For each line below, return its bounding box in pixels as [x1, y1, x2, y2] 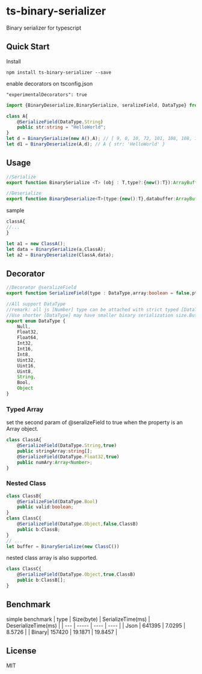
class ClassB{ [6, 493, 42, 499]
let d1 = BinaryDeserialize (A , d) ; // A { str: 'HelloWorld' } [6, 141, 165, 147]
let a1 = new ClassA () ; [6, 240, 66, 247]
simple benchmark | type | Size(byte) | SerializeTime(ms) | [6, 615, 150, 623]
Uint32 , [17, 357, 36, 363]
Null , [17, 323, 31, 329]
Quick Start [6, 42, 50, 52]
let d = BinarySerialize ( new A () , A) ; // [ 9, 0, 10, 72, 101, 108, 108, [6, 136, 192, 142]
